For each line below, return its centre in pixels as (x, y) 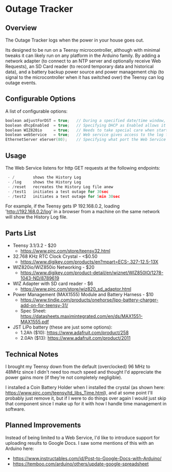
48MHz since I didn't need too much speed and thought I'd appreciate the (83, 372)
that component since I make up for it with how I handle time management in (86, 404)
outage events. (21, 83)
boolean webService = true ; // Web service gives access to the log (84, 135)
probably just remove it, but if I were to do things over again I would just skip (86, 398)
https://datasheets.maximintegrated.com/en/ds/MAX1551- (82, 316)
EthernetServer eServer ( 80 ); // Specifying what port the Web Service (86, 140)
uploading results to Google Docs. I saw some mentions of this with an (80, 443)
